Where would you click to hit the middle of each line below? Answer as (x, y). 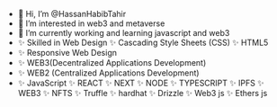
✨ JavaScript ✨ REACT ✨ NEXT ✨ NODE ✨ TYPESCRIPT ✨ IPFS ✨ (141, 83)
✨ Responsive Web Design (67, 53)
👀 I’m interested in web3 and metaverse (91, 23)
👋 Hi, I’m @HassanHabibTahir (72, 14)
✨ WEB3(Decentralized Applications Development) (112, 62)
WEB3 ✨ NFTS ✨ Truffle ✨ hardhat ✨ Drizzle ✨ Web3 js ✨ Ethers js (143, 93)
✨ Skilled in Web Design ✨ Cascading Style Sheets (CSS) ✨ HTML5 (143, 42)
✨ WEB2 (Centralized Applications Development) (108, 73)
